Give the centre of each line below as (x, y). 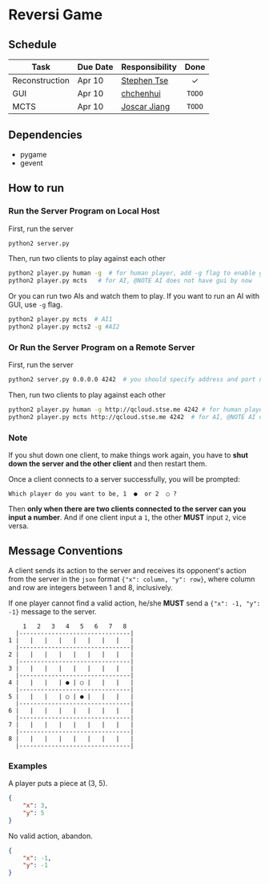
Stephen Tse (145, 80)
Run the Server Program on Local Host (84, 211)
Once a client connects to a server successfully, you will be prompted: (124, 479)
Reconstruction (41, 80)
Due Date (95, 67)
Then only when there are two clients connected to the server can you (127, 509)
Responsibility (149, 67)
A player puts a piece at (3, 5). (58, 784)
